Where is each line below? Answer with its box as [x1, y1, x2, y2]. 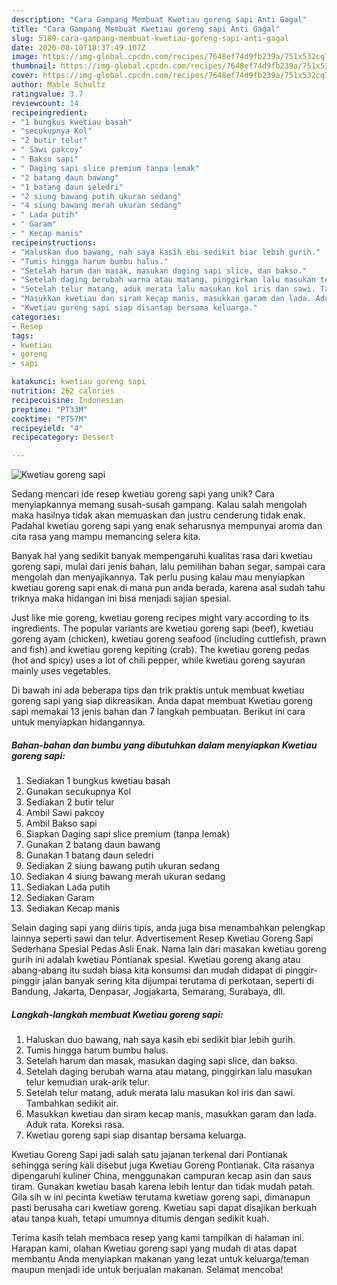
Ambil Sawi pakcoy [25, 807, 105, 819]
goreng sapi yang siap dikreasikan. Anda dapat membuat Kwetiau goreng [11, 695, 313, 707]
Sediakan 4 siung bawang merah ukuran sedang [25, 871, 226, 883]
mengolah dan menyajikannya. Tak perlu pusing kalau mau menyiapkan [11, 571, 306, 583]
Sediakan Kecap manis [25, 902, 121, 915]
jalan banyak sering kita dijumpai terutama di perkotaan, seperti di [42, 975, 314, 987]
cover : [11, 71, 39, 81]
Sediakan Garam [25, 892, 95, 904]
